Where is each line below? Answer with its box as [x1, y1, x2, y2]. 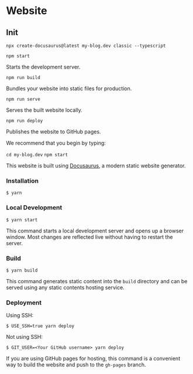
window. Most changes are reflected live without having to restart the [6, 233, 173, 241]
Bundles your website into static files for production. [6, 85, 132, 92]
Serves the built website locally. [6, 107, 83, 114]
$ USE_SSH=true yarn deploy [6, 323, 75, 329]
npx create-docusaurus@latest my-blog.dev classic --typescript [6, 43, 166, 49]
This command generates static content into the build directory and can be [6, 277, 188, 284]
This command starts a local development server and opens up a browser [6, 227, 184, 234]
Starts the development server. [6, 63, 81, 70]
